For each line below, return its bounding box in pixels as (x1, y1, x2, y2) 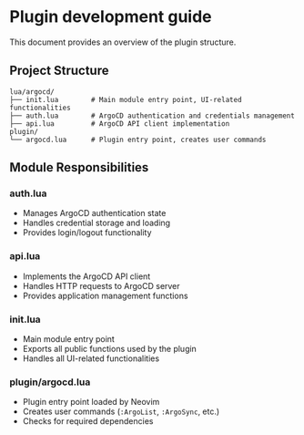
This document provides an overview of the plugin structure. (9, 36, 237, 47)
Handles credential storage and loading (22, 217, 171, 229)
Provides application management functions (22, 290, 188, 301)
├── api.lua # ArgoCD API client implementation (9, 119, 230, 129)
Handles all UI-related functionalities (22, 353, 160, 364)
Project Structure (9, 63, 109, 78)
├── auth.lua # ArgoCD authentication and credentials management (9, 111, 296, 120)
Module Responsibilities (9, 160, 149, 175)
